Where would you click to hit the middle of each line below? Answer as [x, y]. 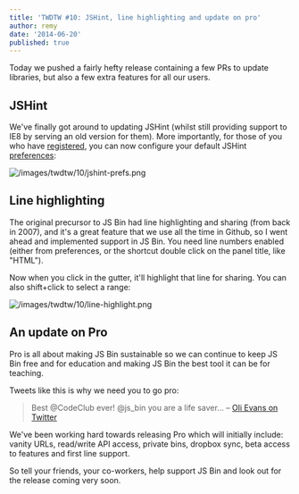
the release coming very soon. [65, 480]
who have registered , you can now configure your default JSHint [128, 146]
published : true [39, 42]
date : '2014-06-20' [46, 34]
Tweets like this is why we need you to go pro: [94, 390]
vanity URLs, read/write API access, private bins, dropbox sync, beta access [149, 444]
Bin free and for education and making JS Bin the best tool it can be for [140, 364]
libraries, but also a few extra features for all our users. [110, 78]
